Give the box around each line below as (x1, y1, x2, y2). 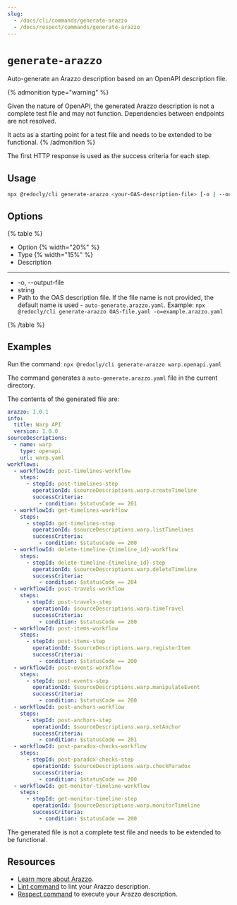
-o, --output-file (17, 278, 65, 287)
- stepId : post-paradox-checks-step (25, 756, 134, 763)
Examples (7, 341, 51, 353)
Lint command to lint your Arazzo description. (17, 882, 150, 890)
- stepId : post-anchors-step (25, 717, 112, 724)
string (17, 285, 35, 294)
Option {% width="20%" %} (17, 243, 100, 251)
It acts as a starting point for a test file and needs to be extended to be (7, 131, 212, 139)
